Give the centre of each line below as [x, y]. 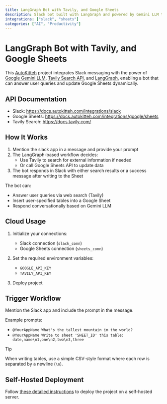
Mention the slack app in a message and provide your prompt [75, 149]
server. [12, 397]
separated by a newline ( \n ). [34, 364]
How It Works [27, 137]
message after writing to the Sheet [48, 176]
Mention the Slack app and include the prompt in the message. [69, 310]
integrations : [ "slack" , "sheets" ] [42, 19]
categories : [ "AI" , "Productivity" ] [43, 24]
